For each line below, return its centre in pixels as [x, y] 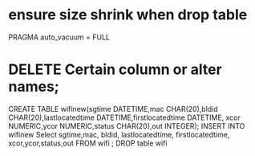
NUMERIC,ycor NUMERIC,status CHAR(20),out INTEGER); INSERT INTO [127, 125]
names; [34, 87]
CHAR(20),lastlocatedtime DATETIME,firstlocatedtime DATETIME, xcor [124, 117]
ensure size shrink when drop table [128, 15]
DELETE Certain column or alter [115, 70]
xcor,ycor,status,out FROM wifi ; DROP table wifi [88, 143]
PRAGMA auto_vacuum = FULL [59, 37]
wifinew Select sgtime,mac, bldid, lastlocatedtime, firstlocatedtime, [119, 134]
